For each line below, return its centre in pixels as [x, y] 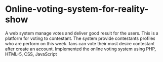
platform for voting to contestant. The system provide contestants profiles [80, 38]
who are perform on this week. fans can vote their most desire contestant [80, 43]
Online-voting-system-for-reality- [77, 9]
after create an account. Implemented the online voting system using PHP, [81, 49]
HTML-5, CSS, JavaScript [31, 54]
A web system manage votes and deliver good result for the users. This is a [82, 33]
